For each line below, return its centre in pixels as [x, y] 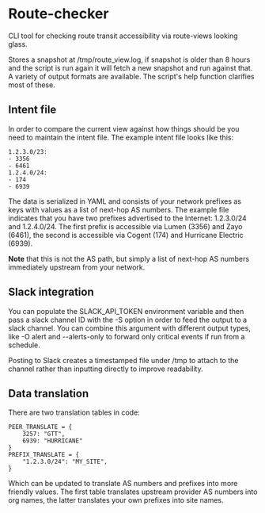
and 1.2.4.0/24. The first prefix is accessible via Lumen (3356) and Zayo [125, 226]
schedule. [25, 345]
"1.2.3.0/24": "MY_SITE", [65, 462]
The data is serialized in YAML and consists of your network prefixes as [125, 201]
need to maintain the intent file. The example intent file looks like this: [121, 137]
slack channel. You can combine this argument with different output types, [129, 328]
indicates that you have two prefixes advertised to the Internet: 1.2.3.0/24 [127, 218]
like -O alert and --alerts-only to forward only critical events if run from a [127, 336]
